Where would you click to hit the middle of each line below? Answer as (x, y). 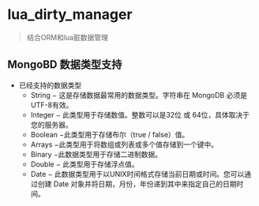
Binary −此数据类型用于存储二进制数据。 (96, 154)
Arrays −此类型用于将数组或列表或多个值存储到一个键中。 (124, 144)
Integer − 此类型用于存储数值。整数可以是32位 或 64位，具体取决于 (140, 114)
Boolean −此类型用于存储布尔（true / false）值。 (110, 134)
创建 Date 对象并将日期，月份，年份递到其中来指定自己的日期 (137, 184)
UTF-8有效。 (52, 105)
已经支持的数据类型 (50, 85)
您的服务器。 (51, 125)
